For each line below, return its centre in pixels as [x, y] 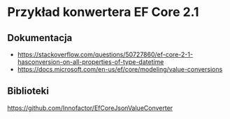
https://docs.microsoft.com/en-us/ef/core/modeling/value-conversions [120, 69]
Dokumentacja [40, 38]
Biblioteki [28, 91]
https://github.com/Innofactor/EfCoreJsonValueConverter [90, 108]
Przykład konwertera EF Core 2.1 [103, 12]
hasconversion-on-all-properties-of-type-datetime [91, 62]
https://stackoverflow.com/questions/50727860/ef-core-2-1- [105, 54]
